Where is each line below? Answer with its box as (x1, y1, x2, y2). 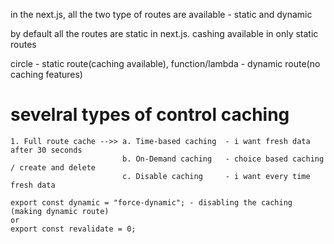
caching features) (10, 69, 83, 80)
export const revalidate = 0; (10, 224, 137, 234)
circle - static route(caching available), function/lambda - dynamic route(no (10, 58, 321, 69)
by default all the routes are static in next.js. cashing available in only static (10, 28, 319, 39)
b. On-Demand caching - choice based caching (121, 154, 325, 164)
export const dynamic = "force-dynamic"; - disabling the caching (10, 197, 293, 208)
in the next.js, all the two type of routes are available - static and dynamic (10, 9, 313, 20)
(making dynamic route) (10, 206, 110, 216)
